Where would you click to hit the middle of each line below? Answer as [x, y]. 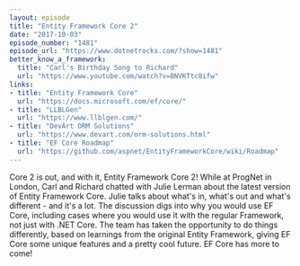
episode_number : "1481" [54, 43]
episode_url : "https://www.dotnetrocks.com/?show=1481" [116, 51]
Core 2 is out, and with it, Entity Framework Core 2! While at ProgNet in [141, 177]
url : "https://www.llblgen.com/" [80, 118]
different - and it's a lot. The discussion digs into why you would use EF [141, 205]
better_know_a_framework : [57, 59]
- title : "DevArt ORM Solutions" [72, 127]
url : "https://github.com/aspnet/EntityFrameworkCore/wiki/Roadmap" [148, 151]
